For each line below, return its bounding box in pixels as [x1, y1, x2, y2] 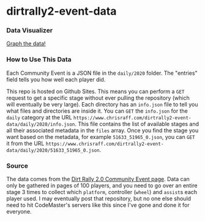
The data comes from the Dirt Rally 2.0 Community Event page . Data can [6, 176, 190, 183]
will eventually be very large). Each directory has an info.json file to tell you [6, 100, 198, 108]
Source [6, 161, 29, 170]
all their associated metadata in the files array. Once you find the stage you [6, 127, 199, 134]
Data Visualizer [6, 26, 53, 35]
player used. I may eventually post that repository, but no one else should [6, 195, 192, 203]
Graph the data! [6, 40, 46, 47]
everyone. [6, 208, 32, 215]
